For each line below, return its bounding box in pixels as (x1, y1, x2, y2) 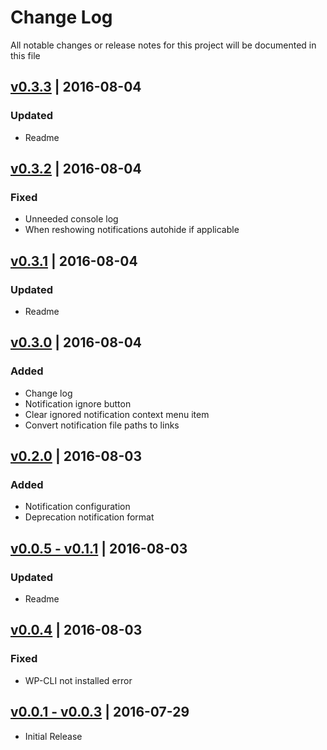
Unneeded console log (24, 213, 119, 225)
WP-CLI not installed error (24, 674, 133, 686)
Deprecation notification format (24, 511, 155, 523)
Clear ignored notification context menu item (24, 408, 210, 420)
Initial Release (24, 730, 83, 742)
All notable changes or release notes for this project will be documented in (10, 39, 317, 51)
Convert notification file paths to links (24, 419, 180, 431)
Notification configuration (24, 501, 131, 513)
